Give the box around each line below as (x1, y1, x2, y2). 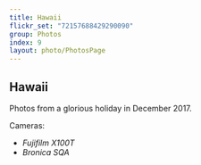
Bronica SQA (21, 146, 70, 157)
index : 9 (9, 37, 42, 47)
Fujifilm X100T (21, 137, 75, 148)
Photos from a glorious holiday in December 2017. (9, 103, 192, 113)
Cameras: (9, 120, 46, 130)
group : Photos (9, 29, 63, 38)
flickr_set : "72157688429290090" (9, 21, 134, 30)
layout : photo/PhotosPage (9, 46, 105, 55)
